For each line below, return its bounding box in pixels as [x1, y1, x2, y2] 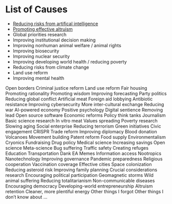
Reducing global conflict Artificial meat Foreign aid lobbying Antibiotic [5, 96, 153, 102]
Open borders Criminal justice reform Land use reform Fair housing [5, 85, 147, 91]
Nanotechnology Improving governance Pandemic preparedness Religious [5, 155, 163, 162]
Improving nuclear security [12, 53, 70, 59]
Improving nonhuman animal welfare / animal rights [12, 42, 122, 48]
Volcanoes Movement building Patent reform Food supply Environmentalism [5, 134, 166, 140]
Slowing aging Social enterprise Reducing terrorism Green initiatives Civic [5, 123, 161, 129]
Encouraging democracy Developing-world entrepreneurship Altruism [5, 183, 153, 189]
